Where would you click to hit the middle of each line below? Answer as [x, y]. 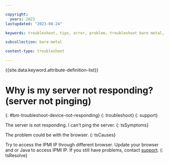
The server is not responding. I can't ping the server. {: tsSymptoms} [77, 125]
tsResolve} [16, 155]
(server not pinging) [48, 101]
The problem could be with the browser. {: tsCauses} [60, 135]
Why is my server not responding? [79, 90]
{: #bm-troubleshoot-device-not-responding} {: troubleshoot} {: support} [82, 115]
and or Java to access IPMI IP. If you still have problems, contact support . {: [84, 150]
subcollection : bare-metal [34, 42]
